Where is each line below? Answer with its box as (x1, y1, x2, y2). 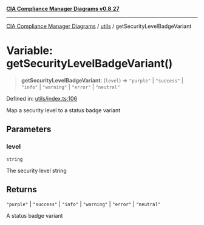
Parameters (6, 124, 52, 135)
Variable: (6, 44, 53, 58)
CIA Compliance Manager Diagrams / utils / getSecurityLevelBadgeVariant (6, 22, 192, 30)
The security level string (6, 167, 67, 174)
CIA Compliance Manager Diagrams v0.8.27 (6, 5, 120, 12)
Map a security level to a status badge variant (6, 106, 121, 114)
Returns (6, 184, 38, 195)
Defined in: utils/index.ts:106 (6, 95, 78, 102)
